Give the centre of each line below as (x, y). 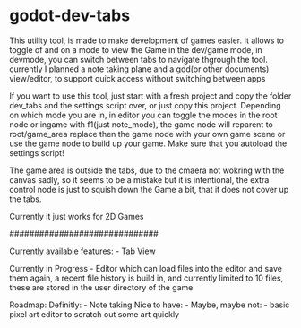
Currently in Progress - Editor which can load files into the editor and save (146, 268)
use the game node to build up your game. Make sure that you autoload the (148, 143)
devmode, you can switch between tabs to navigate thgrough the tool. (139, 59)
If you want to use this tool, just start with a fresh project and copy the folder (150, 96)
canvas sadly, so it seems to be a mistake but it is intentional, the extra (139, 179)
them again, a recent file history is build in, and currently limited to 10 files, (146, 278)
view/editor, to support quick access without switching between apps (138, 78)
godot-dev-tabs (70, 16)
